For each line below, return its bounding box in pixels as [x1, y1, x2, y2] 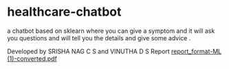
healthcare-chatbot [7, 4, 122, 20]
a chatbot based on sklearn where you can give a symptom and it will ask [7, 27, 215, 35]
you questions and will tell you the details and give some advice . [7, 33, 191, 42]
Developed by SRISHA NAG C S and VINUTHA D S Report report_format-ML [7, 47, 222, 55]
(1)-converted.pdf [7, 54, 57, 62]
